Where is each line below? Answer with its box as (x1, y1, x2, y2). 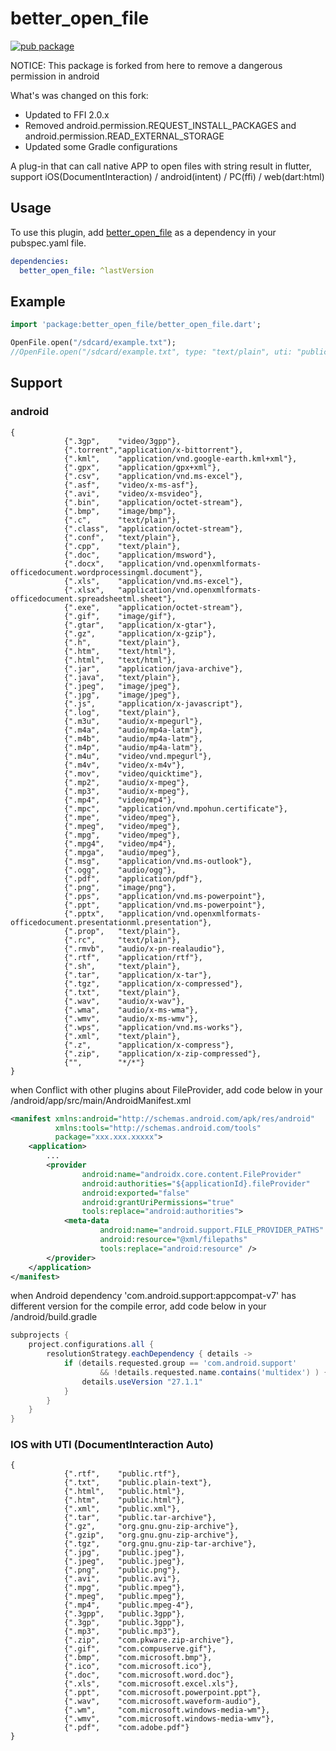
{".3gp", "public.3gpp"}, (63, 1618, 186, 1628)
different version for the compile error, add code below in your (10, 1300, 267, 1312)
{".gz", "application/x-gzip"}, (63, 628, 217, 639)
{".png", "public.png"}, (63, 1565, 182, 1576)
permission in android (10, 70, 100, 82)
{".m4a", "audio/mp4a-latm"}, (63, 725, 203, 735)
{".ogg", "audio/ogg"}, (63, 865, 177, 875)
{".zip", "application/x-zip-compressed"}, (63, 1048, 262, 1059)
